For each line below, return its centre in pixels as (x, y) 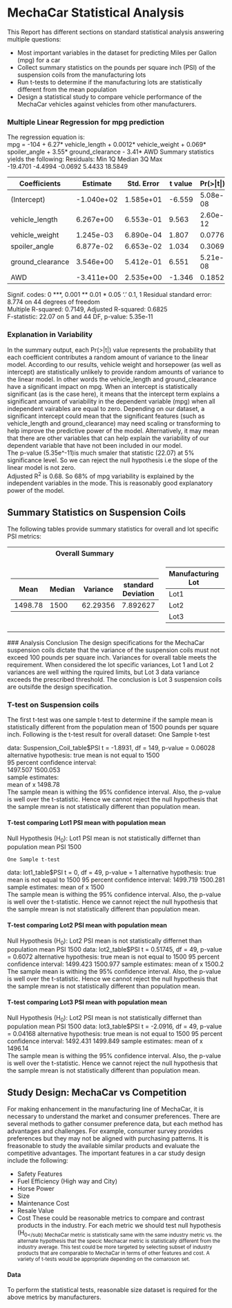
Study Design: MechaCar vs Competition (97, 1092)
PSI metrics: (24, 536)
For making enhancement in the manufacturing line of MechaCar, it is (105, 1109)
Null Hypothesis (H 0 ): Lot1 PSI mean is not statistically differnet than (104, 839)
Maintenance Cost (43, 1203)
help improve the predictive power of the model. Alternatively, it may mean (113, 430)
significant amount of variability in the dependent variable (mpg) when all (111, 401)
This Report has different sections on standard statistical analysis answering (116, 32)
